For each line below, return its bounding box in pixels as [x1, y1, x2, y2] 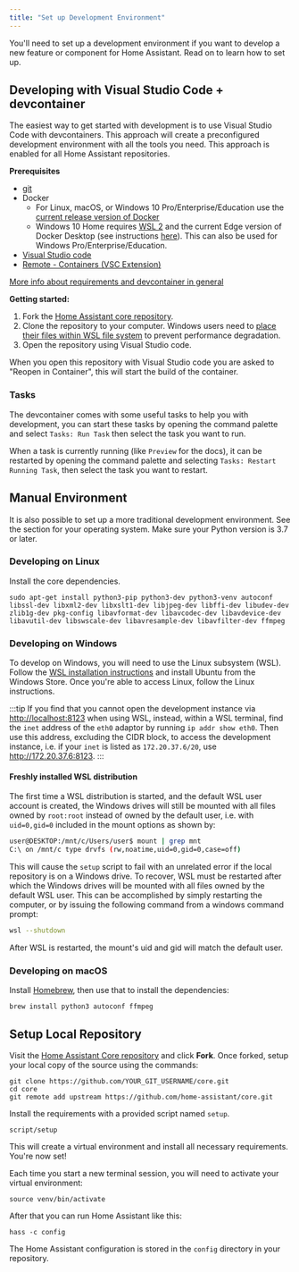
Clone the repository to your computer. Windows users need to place [21, 321, 277, 332]
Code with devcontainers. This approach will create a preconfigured [9, 130, 261, 140]
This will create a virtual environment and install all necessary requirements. [9, 1141, 288, 1152]
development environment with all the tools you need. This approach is [9, 139, 270, 150]
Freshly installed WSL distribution [9, 771, 138, 782]
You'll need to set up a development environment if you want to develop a [9, 38, 280, 48]
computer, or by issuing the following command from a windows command [9, 899, 284, 910]
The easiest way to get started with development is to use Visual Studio [9, 120, 272, 131]
